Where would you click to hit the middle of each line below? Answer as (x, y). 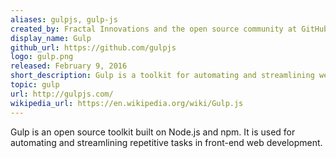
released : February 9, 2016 (69, 66)
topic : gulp (35, 85)
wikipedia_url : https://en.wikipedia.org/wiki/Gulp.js (127, 103)
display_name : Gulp (51, 38)
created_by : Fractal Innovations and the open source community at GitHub (169, 29)
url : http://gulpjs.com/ (62, 94)
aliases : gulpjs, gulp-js (64, 19)
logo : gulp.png (42, 57)
